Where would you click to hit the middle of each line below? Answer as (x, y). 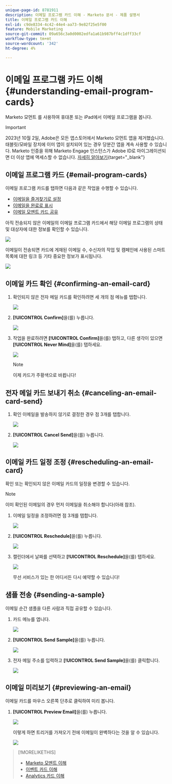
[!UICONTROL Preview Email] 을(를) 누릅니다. (60, 712)
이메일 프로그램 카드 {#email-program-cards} (76, 175)
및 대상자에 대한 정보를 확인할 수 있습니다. (47, 229)
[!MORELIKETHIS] (37, 752)
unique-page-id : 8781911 (32, 10)
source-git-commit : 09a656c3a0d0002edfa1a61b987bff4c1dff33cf (73, 34)
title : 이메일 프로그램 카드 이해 (36, 20)
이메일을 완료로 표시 (33, 206)
